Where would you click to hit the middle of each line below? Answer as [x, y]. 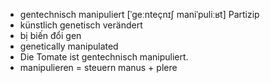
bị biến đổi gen [50, 35]
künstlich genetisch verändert [81, 25]
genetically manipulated [69, 46]
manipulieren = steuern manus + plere [98, 67]
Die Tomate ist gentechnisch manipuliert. [104, 57]
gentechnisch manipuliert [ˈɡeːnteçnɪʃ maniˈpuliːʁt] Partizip [139, 14]
